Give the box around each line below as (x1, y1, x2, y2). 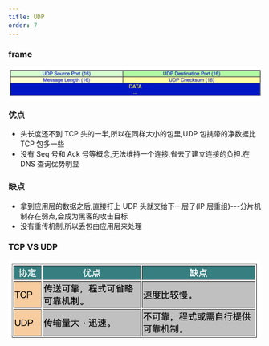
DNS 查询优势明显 (19, 159, 80, 169)
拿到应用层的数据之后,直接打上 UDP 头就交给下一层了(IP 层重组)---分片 (19, 201, 255, 210)
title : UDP (8, 13, 45, 21)
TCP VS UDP (8, 242, 59, 253)
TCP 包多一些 (19, 139, 65, 149)
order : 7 (8, 21, 38, 30)
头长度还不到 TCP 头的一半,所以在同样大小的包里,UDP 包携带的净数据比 (19, 129, 256, 139)
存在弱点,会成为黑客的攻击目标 (26, 211, 128, 221)
